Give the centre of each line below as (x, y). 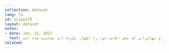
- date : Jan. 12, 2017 (29, 33)
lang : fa (14, 15)
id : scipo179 (18, 19)
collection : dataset (26, 10)
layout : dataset (22, 24)
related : (14, 43)
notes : (12, 29)
